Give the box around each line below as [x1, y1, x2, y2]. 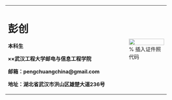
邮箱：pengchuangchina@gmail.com [8, 68, 100, 76]
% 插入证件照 [128, 46, 161, 53]
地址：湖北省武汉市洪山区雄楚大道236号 [8, 81, 105, 88]
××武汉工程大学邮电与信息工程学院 [8, 56, 92, 63]
